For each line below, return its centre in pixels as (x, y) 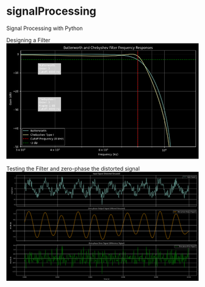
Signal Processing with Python (45, 28)
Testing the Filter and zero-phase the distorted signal (73, 169)
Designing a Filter (28, 40)
